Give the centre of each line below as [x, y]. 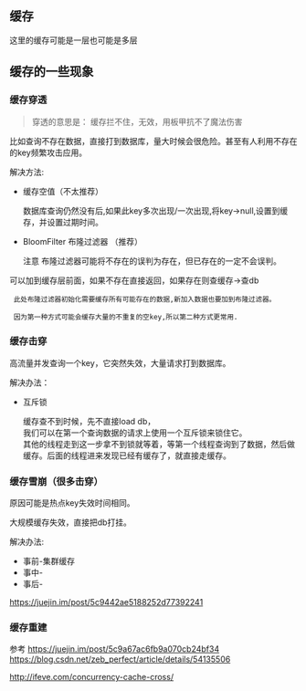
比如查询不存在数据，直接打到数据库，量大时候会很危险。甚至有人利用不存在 [153, 141]
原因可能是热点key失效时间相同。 [72, 503]
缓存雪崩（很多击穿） [56, 481]
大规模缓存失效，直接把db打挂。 [71, 522]
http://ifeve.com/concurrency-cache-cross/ [92, 677]
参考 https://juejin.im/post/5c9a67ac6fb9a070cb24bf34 [115, 649]
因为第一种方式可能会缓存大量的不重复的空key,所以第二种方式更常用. [126, 317]
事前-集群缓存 [49, 561]
